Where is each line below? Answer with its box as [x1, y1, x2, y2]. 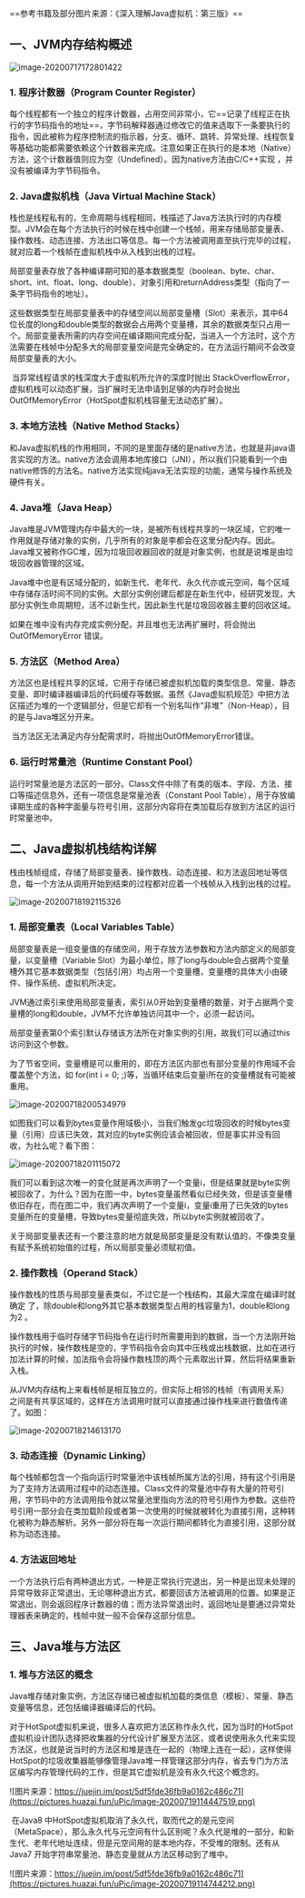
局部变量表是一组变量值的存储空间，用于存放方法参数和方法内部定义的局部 [9, 943, 288, 954]
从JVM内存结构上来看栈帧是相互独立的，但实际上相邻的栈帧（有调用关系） [9, 1384, 290, 1395]
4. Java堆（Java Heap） [9, 501, 118, 514]
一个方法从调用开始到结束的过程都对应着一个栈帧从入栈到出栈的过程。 [33, 879, 296, 890]
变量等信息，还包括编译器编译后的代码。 [9, 1702, 161, 1713]
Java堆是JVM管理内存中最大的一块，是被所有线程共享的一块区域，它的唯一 [9, 524, 291, 534]
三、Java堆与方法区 [9, 1638, 121, 1654]
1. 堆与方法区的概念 [9, 1668, 93, 1681]
